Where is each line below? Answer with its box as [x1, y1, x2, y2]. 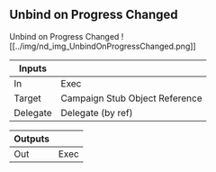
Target [13, 92, 42, 104]
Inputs [19, 62, 48, 75]
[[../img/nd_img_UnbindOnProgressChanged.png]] [9, 41, 196, 51]
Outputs [13, 132, 49, 145]
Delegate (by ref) [60, 106, 133, 119]
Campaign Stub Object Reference [60, 92, 202, 104]
